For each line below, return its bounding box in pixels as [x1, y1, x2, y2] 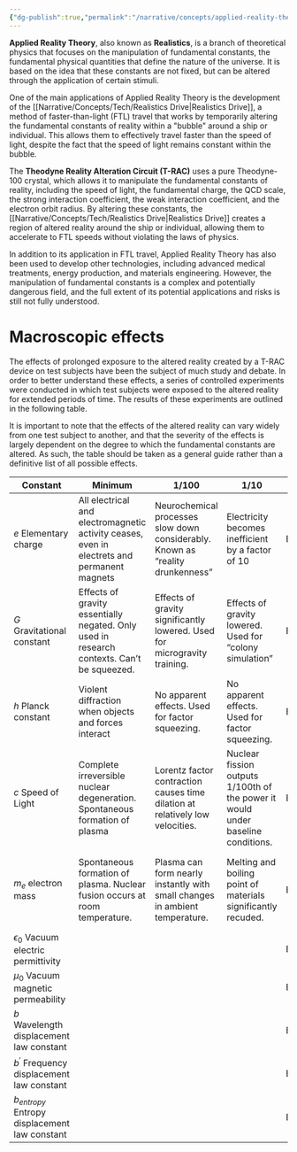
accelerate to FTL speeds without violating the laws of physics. [9, 231, 240, 242]
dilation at [154, 797, 196, 809]
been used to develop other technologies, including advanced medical [9, 258, 266, 268]
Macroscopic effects [9, 327, 165, 346]
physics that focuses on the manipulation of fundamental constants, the [9, 46, 271, 58]
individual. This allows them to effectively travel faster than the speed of [9, 129, 272, 140]
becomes [226, 522, 266, 534]
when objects [78, 705, 135, 717]
